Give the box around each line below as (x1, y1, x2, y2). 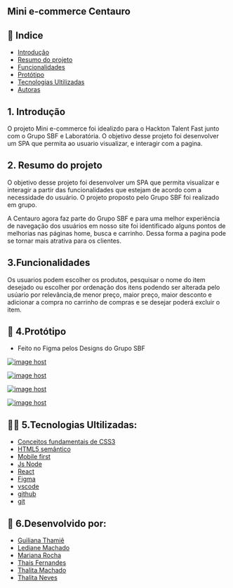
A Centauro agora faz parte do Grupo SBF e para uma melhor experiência (7, 214, 220, 222)
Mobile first (17, 453, 51, 461)
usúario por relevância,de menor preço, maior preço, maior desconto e (7, 290, 213, 299)
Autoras (17, 86, 41, 94)
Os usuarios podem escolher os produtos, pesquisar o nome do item (7, 275, 206, 283)
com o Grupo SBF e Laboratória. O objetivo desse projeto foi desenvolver (7, 132, 219, 140)
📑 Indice (7, 29, 44, 41)
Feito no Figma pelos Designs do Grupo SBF (17, 344, 146, 353)
